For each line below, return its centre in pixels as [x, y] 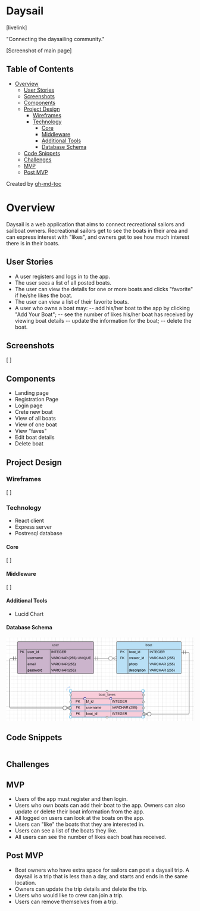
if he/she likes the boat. [43, 295]
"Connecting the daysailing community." [56, 39]
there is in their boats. [33, 243]
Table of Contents [40, 69]
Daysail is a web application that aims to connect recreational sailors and [95, 224]
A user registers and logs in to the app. [62, 276]
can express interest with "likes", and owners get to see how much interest [98, 237]
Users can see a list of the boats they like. [66, 830]
